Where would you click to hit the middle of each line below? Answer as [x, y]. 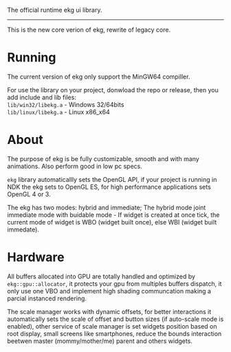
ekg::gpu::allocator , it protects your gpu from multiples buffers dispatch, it [114, 283]
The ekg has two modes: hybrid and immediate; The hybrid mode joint [107, 207]
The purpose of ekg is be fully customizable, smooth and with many [103, 158]
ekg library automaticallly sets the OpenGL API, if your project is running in [112, 179]
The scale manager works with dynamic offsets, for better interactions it [109, 311]
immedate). [23, 229]
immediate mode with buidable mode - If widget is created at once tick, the [113, 215]
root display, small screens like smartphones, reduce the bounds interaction [114, 333]
